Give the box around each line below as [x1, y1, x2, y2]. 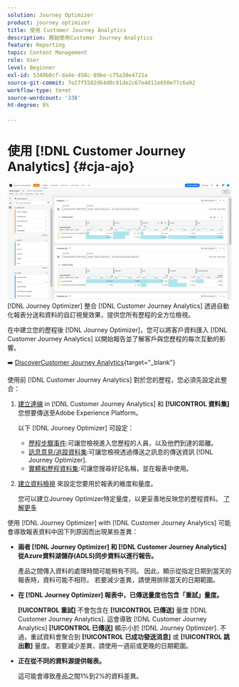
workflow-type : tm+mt [7, 86, 72, 94]
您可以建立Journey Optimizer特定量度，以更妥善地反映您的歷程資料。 [17, 495, 222, 503]
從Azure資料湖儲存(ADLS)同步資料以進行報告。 [17, 552, 158, 560]
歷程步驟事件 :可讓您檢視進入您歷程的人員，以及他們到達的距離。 [28, 439, 218, 448]
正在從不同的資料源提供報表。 [17, 656, 105, 666]
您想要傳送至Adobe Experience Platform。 [17, 408, 142, 417]
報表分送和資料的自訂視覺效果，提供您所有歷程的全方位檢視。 [13, 311, 194, 319]
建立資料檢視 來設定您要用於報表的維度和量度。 [17, 480, 157, 488]
